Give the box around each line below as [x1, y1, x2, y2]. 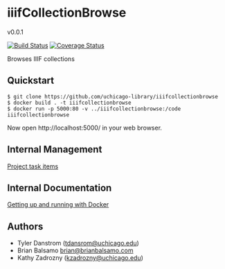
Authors [7, 220, 44, 232]
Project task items [7, 162, 59, 171]
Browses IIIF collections [7, 54, 75, 63]
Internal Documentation [7, 182, 112, 193]
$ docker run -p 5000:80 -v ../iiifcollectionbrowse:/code [7, 105, 181, 112]
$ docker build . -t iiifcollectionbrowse [7, 99, 132, 106]
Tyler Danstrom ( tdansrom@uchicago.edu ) [17, 239, 140, 248]
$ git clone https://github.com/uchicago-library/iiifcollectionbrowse [7, 93, 218, 100]
